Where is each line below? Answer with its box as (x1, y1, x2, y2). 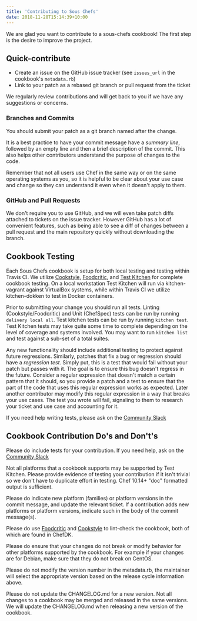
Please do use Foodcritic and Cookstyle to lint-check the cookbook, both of (6, 524, 189, 532)
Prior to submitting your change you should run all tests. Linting (6, 304, 160, 311)
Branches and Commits (6, 114, 75, 122)
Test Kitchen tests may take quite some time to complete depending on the (6, 322, 188, 330)
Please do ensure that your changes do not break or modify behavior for (6, 542, 181, 549)
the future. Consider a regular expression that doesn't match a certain (6, 371, 175, 378)
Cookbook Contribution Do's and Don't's (6, 431, 158, 441)
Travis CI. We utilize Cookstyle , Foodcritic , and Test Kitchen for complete (6, 273, 183, 280)
